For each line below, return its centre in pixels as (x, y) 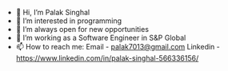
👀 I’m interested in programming (69, 21)
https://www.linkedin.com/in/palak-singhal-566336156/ (107, 58)
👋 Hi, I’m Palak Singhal (53, 12)
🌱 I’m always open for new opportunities (82, 29)
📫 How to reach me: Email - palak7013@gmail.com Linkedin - (118, 47)
